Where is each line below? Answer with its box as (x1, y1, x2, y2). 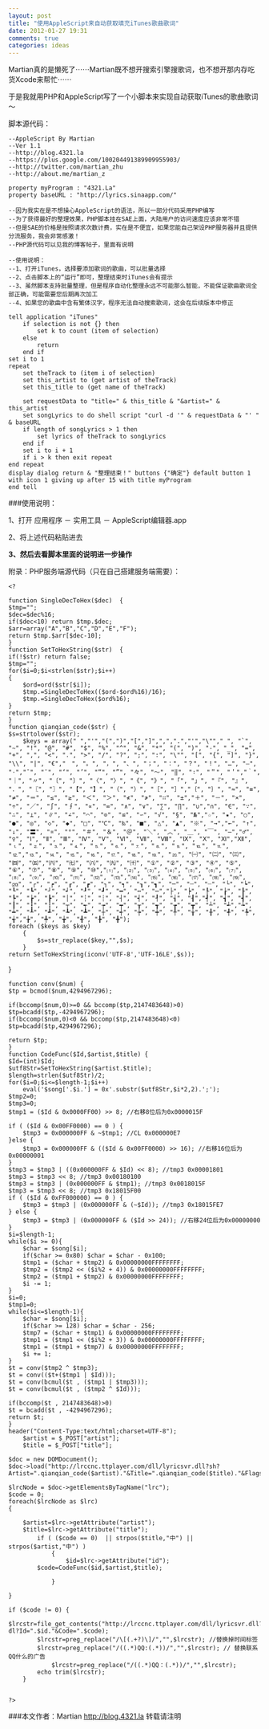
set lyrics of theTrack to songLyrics (37, 433, 167, 441)
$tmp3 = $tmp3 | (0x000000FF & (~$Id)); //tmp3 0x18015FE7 (22, 1201, 224, 1209)
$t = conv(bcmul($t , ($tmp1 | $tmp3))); (8, 1378, 149, 1386)
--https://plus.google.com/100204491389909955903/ (8, 156, 181, 165)
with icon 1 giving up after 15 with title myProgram (8, 476, 192, 484)
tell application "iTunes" (8, 313, 98, 321)
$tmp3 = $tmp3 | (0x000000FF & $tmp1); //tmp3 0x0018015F (8, 1180, 206, 1189)
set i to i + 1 (22, 447, 74, 455)
